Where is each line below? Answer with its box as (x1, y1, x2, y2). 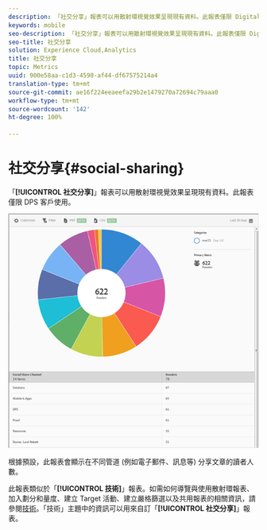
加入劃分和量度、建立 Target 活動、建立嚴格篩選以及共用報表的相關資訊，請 (8, 493, 257, 504)
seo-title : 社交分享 (8, 38, 72, 46)
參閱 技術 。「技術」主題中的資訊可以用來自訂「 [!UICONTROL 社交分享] (8, 504, 237, 513)
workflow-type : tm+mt (8, 96, 80, 105)
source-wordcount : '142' (8, 105, 91, 113)
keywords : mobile (8, 21, 66, 29)
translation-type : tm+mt (8, 79, 91, 87)
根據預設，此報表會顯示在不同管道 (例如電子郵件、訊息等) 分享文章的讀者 (8, 457, 248, 466)
